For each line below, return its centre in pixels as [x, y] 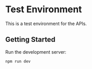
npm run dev [18, 61]
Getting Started [30, 40]
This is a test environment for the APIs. [46, 24]
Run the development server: [36, 52]
